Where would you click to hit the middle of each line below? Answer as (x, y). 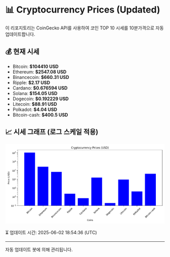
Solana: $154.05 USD (35, 93)
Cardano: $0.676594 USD (40, 88)
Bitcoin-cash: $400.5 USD (40, 115)
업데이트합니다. (20, 34)
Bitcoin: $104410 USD (36, 66)
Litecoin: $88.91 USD (35, 104)
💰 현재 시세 (22, 52)
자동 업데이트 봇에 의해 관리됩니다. (39, 249)
